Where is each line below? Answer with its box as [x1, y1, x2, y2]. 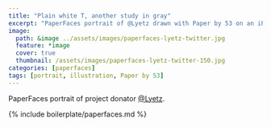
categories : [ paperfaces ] [8, 64, 95, 72]
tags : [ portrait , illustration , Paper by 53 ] [8, 72, 164, 80]
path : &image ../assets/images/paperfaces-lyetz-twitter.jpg [15, 34, 226, 43]
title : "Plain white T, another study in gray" [8, 11, 172, 20]
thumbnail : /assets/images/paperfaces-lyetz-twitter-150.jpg [15, 57, 226, 65]
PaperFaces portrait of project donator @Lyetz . [8, 93, 165, 103]
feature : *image [15, 42, 70, 50]
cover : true [15, 49, 56, 57]
